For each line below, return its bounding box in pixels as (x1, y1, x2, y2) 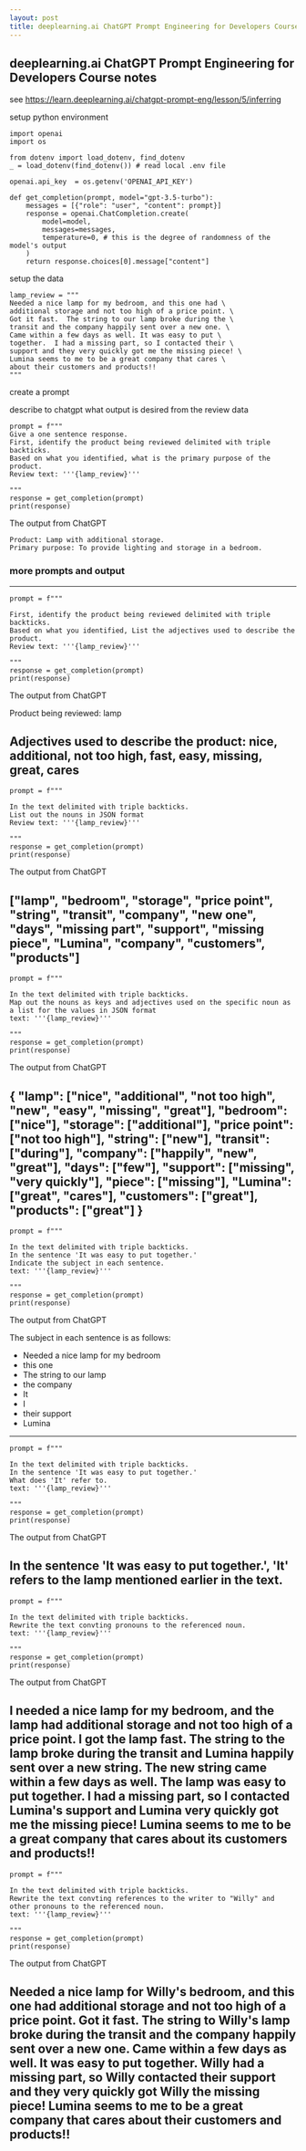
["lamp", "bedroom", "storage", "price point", (9, 893, 273, 908)
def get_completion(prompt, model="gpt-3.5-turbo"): (9, 193, 214, 203)
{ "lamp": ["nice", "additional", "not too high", (9, 1088, 276, 1104)
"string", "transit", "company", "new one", (9, 907, 257, 923)
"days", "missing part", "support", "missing (9, 921, 265, 936)
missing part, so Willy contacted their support (9, 2070, 276, 2085)
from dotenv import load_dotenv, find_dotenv (9, 153, 185, 162)
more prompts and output (9, 565, 126, 578)
